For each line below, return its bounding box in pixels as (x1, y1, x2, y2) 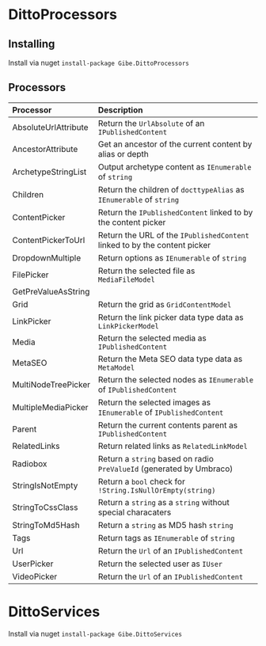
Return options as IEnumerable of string (97, 252, 247, 263)
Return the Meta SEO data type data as (97, 353, 243, 364)
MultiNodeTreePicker (12, 378, 91, 389)
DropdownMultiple (12, 252, 82, 263)
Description (97, 104, 143, 116)
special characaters (97, 507, 172, 518)
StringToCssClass (12, 501, 78, 512)
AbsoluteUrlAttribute (12, 121, 89, 132)
